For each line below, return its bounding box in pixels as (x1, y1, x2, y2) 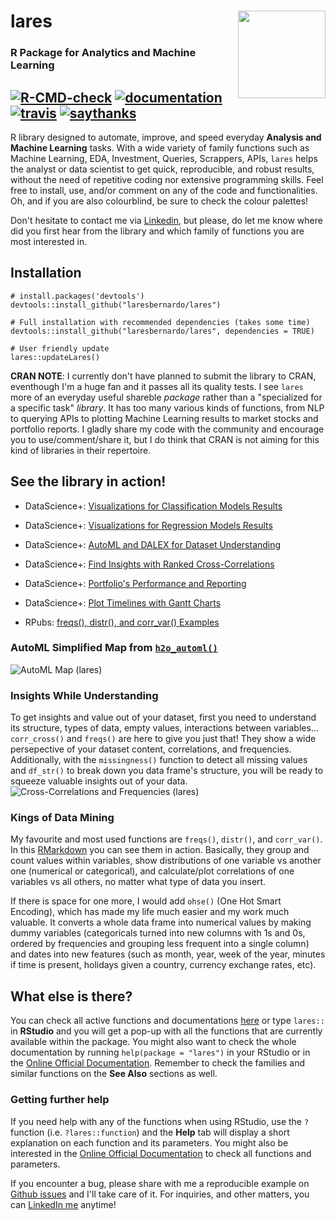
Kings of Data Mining (10, 811, 115, 825)
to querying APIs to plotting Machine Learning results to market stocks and (10, 412, 319, 424)
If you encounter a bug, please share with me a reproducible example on (10, 1177, 310, 1189)
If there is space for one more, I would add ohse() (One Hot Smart (10, 895, 282, 907)
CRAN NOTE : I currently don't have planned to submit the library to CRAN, (10, 370, 317, 382)
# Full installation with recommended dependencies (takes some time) (10, 317, 311, 327)
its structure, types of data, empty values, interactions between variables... (10, 722, 319, 734)
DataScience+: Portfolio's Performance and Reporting (24, 577, 247, 589)
